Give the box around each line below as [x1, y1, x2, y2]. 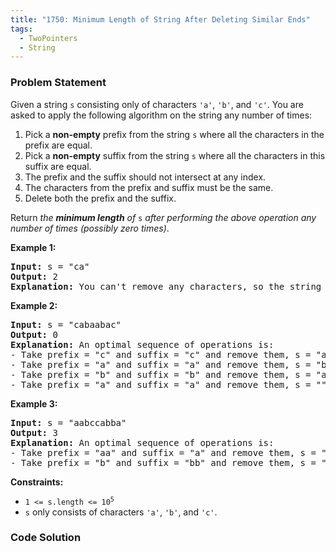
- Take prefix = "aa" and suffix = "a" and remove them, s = [10, 447, 317, 458]
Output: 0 [10, 329, 58, 340]
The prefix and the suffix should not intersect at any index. [24, 171, 267, 183]
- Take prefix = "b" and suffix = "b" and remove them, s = [10, 369, 312, 380]
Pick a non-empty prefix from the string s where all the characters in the [24, 128, 325, 140]
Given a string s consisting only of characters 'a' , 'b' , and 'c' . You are [10, 98, 304, 110]
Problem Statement [10, 76, 107, 90]
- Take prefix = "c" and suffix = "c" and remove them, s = [10, 349, 312, 360]
